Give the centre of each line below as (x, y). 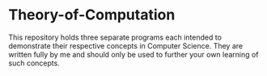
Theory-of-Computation (92, 15)
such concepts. (34, 63)
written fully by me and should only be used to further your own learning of (133, 54)
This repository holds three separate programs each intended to (115, 37)
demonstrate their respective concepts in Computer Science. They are (126, 45)
